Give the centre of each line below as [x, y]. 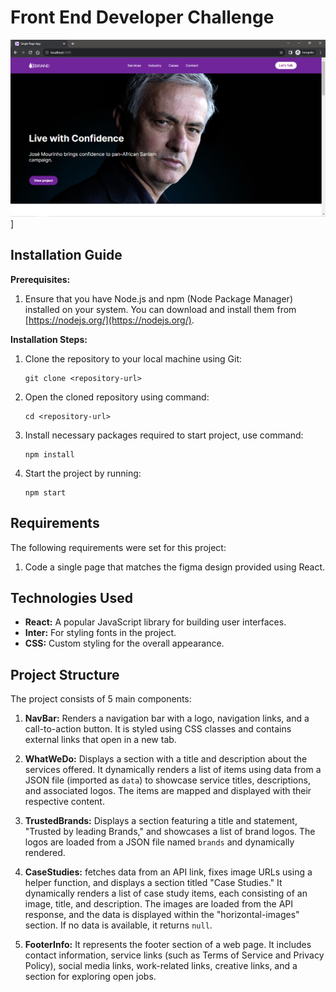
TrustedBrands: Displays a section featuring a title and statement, [161, 821]
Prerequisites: [40, 279]
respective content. [64, 802]
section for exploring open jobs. [90, 977]
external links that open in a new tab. [100, 740]
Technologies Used [71, 597]
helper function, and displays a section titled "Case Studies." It [153, 883]
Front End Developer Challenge [142, 17]
